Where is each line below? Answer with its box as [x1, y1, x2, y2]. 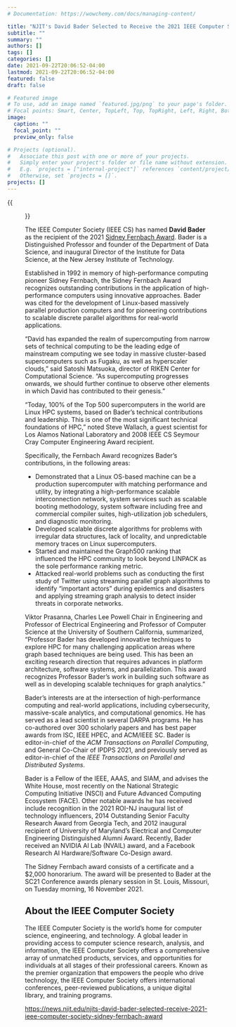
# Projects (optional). [7, 146, 77, 153]
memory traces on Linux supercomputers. [34, 539, 157, 548]
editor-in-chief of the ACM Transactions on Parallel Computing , [25, 738, 209, 746]
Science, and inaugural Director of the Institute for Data [25, 247, 185, 256]
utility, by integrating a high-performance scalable [34, 487, 181, 496]
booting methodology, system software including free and [34, 502, 203, 510]
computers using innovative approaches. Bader [64, 291, 202, 299]
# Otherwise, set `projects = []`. [7, 173, 118, 180]
